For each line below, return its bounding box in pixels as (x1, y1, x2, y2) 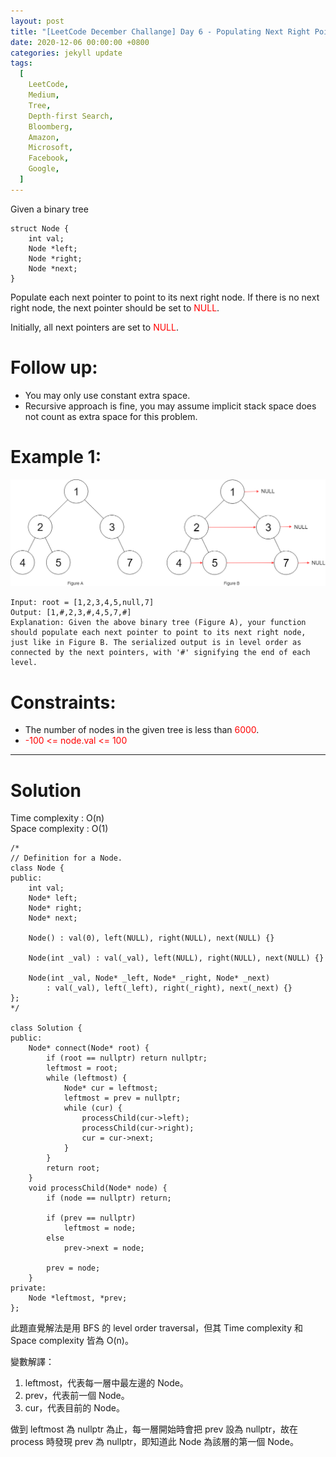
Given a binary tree (10, 203, 89, 215)
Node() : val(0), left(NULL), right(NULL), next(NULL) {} (28, 933, 275, 944)
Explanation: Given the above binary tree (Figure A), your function (10, 618, 307, 628)
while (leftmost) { (46, 1073, 128, 1084)
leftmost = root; (46, 1063, 118, 1074)
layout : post (10, 16, 65, 26)
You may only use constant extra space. (24, 389, 191, 401)
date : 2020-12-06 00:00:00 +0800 (10, 37, 150, 47)
